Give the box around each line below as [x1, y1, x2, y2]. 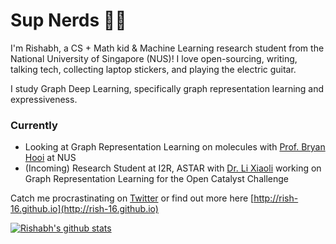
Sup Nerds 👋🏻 [10, 9, 127, 32]
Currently [10, 118, 58, 132]
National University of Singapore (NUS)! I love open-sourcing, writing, [10, 52, 298, 64]
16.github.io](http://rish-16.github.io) [10, 203, 159, 215]
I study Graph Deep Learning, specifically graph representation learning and [10, 82, 325, 94]
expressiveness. [10, 93, 78, 105]
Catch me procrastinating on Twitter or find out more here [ [10, 192, 255, 204]
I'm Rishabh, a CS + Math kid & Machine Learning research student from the [10, 42, 325, 54]
